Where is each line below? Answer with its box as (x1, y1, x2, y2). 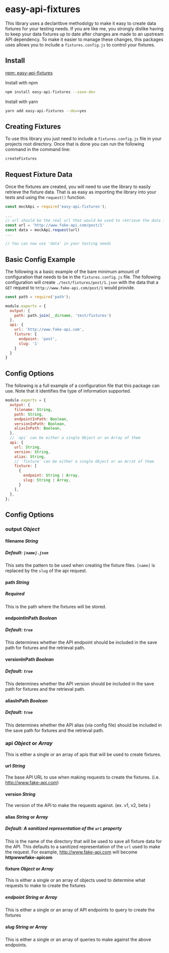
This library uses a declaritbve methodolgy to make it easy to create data (5, 20, 156, 26)
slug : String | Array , (23, 478, 71, 483)
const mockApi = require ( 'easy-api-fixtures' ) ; (5, 204, 107, 209)
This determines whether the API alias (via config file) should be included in (5, 722, 162, 728)
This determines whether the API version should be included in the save (5, 681, 154, 687)
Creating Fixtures (5, 122, 61, 131)
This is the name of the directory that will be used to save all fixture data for (5, 838, 162, 844)
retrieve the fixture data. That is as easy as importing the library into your (5, 189, 157, 195)
